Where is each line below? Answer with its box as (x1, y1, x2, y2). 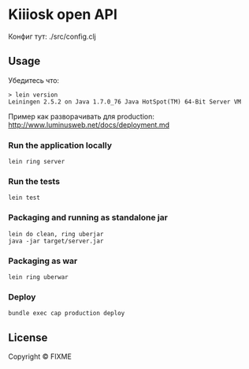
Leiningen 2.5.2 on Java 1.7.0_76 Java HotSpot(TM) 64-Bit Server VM (8, 97, 242, 106)
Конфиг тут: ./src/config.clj (8, 32, 96, 41)
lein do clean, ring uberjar (8, 230, 104, 238)
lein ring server (8, 158, 65, 166)
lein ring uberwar (8, 273, 69, 281)
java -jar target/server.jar (8, 237, 104, 245)
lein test (8, 194, 41, 202)
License (8, 330, 48, 345)
